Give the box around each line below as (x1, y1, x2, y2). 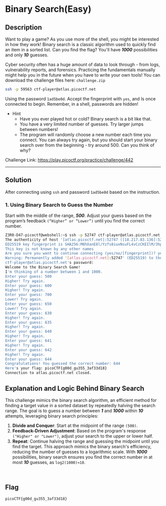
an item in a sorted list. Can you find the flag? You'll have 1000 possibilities (5, 47, 158, 52)
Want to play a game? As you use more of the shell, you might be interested (5, 36, 159, 42)
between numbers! (19, 126, 58, 132)
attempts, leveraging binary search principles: (5, 413, 99, 419)
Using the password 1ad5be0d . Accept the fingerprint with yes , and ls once (5, 95, 156, 102)
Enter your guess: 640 (5, 329, 52, 334)
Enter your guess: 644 (5, 357, 52, 362)
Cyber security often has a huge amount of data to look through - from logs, (5, 62, 160, 67)
